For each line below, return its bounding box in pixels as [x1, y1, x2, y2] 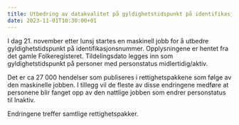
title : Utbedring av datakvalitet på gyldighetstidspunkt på [7, 10, 193, 18]
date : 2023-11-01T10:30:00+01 [7, 17, 97, 24]
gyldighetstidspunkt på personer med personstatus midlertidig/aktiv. [7, 59, 208, 67]
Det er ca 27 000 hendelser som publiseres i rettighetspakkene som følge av [7, 72, 232, 82]
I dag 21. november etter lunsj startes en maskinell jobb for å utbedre [7, 36, 209, 45]
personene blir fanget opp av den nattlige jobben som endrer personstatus [7, 88, 226, 97]
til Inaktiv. [7, 95, 36, 104]
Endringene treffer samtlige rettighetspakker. [7, 109, 139, 118]
